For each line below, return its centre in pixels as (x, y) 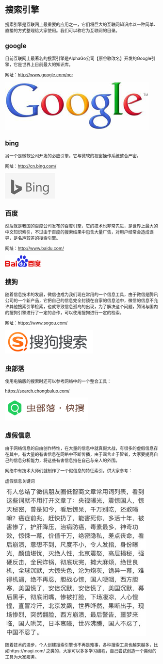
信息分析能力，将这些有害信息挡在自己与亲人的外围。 (66, 460)
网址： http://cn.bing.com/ (31, 166)
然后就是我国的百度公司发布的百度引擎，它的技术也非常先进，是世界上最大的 (81, 226)
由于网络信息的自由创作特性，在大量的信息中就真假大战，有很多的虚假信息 (79, 448)
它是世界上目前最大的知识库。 (43, 64)
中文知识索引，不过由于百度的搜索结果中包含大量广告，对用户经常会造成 (77, 232)
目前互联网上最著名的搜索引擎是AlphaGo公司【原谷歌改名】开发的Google (78, 58)
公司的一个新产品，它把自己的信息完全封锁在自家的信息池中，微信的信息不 (79, 300)
